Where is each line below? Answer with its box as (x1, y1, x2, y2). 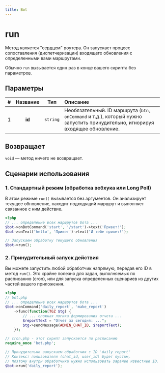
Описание (64, 99, 89, 106)
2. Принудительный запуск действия (5, 254, 99, 261)
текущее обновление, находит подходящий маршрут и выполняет (5, 200, 144, 207)
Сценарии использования (5, 169, 89, 178)
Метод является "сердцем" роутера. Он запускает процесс (5, 45, 131, 51)
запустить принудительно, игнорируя (64, 119, 154, 126)
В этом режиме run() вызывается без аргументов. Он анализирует (5, 195, 146, 201)
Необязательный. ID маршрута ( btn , (64, 107, 150, 114)
